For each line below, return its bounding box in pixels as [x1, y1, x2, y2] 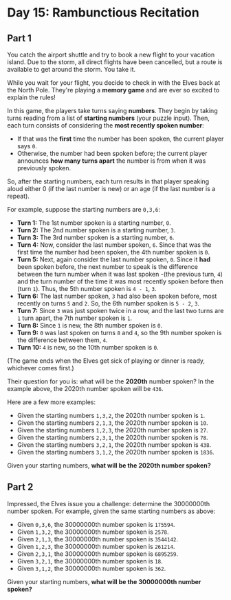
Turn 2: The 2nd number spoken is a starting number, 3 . [16, 226, 176, 234]
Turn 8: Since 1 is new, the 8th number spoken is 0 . [16, 321, 163, 329]
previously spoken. [16, 164, 71, 172]
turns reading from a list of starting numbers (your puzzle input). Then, [7, 114, 210, 122]
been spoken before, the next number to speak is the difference [16, 263, 198, 270]
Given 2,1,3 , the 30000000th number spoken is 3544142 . [16, 534, 179, 543]
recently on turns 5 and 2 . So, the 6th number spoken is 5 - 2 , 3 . [16, 299, 200, 308]
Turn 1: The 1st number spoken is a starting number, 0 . [16, 219, 171, 227]
